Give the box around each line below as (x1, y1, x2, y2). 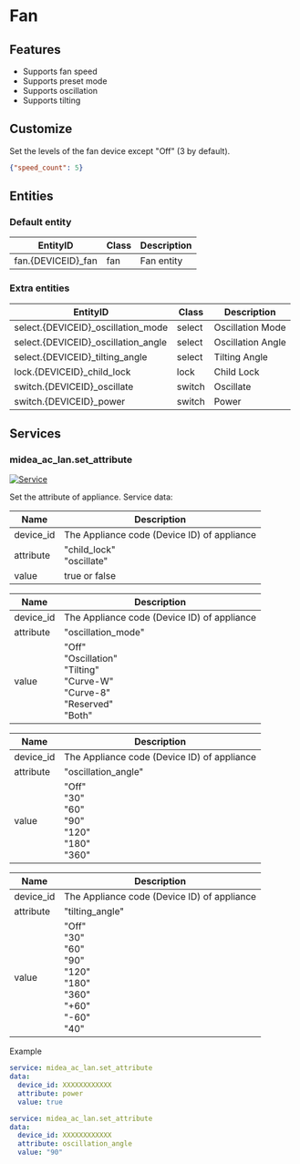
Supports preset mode (22, 76, 108, 87)
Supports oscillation (22, 86, 98, 96)
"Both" (63, 709, 93, 722)
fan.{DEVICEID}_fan (14, 254, 98, 267)
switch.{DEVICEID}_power (14, 395, 126, 407)
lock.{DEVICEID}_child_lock (14, 366, 131, 378)
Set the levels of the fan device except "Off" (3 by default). (9, 145, 231, 156)
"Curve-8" (63, 686, 111, 699)
